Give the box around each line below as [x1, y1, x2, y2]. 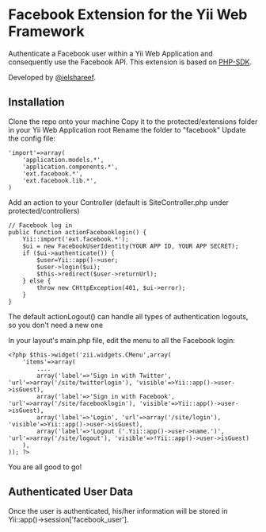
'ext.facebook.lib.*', [22, 176, 97, 184]
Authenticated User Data [8, 485, 133, 499]
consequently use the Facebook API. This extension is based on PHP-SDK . [8, 57, 252, 67]
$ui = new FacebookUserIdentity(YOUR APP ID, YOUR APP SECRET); [22, 242, 239, 250]
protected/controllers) [8, 206, 81, 215]
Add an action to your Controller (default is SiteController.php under [8, 197, 230, 207]
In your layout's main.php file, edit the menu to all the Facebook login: [8, 335, 235, 345]
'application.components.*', [22, 163, 119, 171]
